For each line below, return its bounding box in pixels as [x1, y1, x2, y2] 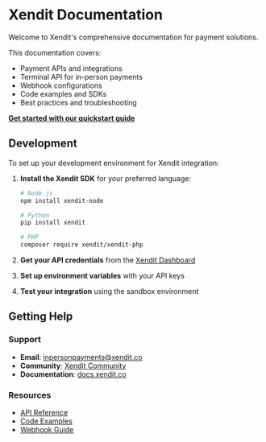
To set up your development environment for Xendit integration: [8, 158, 219, 167]
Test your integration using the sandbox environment [19, 287, 199, 295]
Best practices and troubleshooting [19, 97, 137, 107]
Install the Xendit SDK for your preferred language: [19, 173, 192, 183]
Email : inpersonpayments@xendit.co [19, 352, 143, 361]
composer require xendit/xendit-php [19, 241, 143, 249]
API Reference [19, 407, 69, 417]
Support [8, 334, 42, 345]
